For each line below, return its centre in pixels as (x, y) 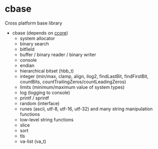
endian (27, 65)
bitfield (27, 49)
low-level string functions (47, 119)
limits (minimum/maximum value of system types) (72, 87)
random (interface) (40, 103)
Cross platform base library (33, 23)
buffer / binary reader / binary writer (58, 55)
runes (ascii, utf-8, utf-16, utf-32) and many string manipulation (86, 109)
